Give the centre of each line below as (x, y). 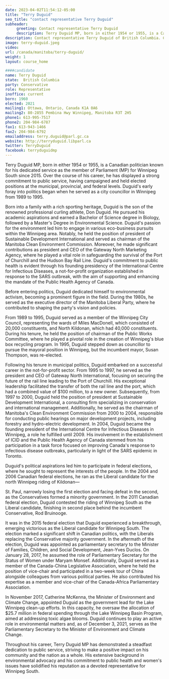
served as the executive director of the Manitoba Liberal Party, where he (80, 302)
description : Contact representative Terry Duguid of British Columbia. (83, 38)
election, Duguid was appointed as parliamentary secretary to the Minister (82, 544)
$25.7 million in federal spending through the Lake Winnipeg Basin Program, (84, 613)
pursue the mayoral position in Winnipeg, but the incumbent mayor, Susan (82, 350)
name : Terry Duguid (26, 75)
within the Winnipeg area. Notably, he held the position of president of (78, 233)
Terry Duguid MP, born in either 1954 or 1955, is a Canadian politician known (84, 165)
